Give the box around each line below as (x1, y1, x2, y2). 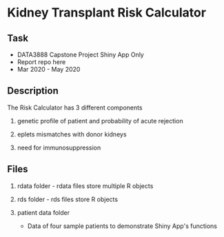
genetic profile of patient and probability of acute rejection (17, 116, 184, 125)
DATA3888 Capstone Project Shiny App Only (17, 50, 145, 59)
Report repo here (17, 58, 66, 66)
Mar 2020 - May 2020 (17, 65, 81, 73)
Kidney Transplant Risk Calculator (7, 5, 207, 21)
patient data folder (17, 208, 70, 216)
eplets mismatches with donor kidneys (17, 130, 127, 138)
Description (7, 85, 59, 97)
